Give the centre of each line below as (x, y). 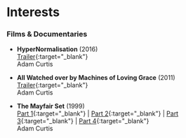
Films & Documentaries (47, 34)
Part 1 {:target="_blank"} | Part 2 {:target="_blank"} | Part (98, 113)
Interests (33, 12)
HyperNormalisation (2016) (57, 49)
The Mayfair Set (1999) (51, 106)
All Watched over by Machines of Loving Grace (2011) (96, 78)
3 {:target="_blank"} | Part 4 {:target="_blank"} (83, 121)
